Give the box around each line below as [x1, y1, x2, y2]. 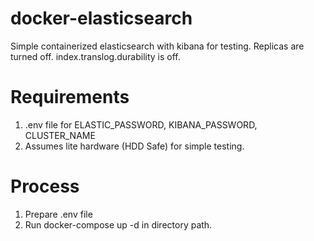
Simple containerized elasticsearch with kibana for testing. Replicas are [10, 40, 305, 52]
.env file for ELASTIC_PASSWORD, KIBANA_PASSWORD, [24, 118, 258, 131]
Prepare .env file [24, 208, 93, 220]
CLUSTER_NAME [24, 129, 96, 141]
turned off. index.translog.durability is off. [10, 50, 181, 62]
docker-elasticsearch [10, 7, 193, 30]
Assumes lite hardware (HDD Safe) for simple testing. [24, 140, 245, 152]
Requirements [10, 86, 130, 109]
